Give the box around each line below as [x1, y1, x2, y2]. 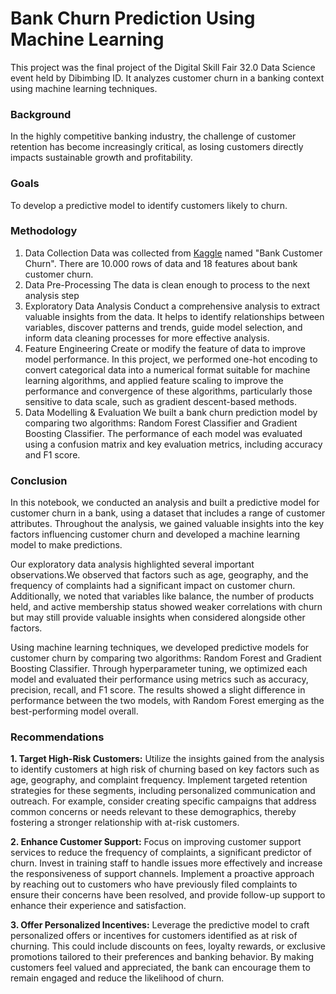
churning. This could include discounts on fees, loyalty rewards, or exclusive [10, 940, 326, 952]
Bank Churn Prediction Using [10, 7, 256, 30]
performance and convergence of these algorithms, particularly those [24, 385, 313, 397]
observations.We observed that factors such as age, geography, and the [10, 569, 309, 581]
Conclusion [10, 473, 68, 487]
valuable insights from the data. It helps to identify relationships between [24, 310, 325, 322]
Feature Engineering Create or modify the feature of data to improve [24, 342, 306, 354]
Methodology [10, 224, 78, 238]
